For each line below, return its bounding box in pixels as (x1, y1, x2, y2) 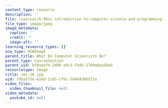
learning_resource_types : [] (5, 44, 66, 49)
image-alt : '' (9, 40, 39, 45)
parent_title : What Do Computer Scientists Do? (5, 53, 106, 59)
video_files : (5, 81, 32, 86)
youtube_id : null (9, 95, 46, 100)
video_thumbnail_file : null (9, 86, 68, 91)
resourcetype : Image (5, 68, 48, 73)
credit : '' (9, 35, 32, 40)
